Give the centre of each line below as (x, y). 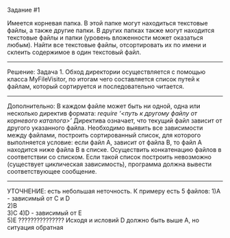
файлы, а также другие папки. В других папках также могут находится (111, 30)
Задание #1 (24, 10)
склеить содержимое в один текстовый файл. (74, 52)
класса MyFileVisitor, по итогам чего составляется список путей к (103, 79)
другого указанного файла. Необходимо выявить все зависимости (105, 128)
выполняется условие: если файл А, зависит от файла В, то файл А (104, 142)
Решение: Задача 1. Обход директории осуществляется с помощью (106, 72)
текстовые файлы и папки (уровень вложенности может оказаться (105, 38)
